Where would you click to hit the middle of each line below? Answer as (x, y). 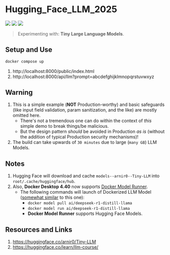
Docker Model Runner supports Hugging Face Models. (85, 213)
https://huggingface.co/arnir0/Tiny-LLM (54, 242)
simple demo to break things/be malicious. (64, 126)
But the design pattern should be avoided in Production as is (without (92, 132)
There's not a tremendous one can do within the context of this (86, 121)
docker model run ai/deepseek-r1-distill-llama (79, 209)
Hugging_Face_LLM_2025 (61, 9)
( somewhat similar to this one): (52, 197)
